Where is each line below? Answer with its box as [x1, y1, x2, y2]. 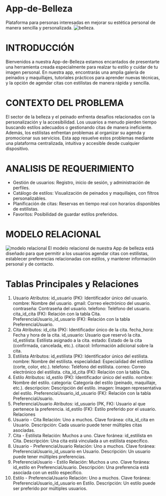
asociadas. [12, 427, 35, 433]
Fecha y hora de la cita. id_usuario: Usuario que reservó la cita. [12, 332, 142, 338]
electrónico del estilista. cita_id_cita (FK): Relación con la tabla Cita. [12, 369, 151, 375]
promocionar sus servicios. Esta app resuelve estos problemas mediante [5, 135, 154, 141]
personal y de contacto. [5, 261, 54, 267]
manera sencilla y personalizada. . [5, 24, 95, 30]
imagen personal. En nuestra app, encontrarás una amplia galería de [5, 69, 145, 75]
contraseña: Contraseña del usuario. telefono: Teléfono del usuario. [12, 305, 151, 311]
